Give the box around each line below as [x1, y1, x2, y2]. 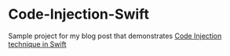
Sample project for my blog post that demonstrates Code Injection [8, 31, 222, 40]
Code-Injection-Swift [8, 5, 149, 23]
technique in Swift [8, 39, 67, 48]
